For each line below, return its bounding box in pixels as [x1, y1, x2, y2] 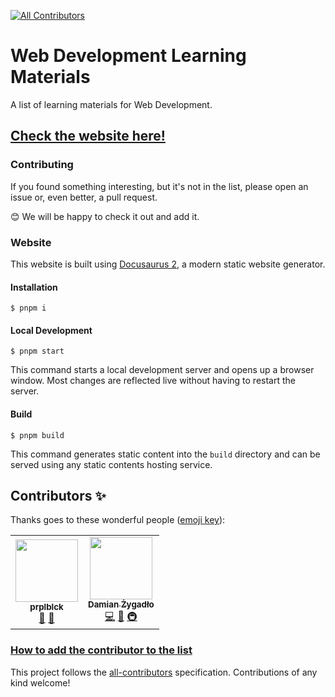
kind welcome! [10, 676, 71, 689]
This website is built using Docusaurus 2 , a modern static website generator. [10, 258, 326, 270]
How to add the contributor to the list [10, 643, 193, 657]
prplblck [29, 601, 64, 612]
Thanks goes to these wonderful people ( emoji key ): [10, 514, 226, 526]
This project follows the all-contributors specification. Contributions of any [10, 666, 318, 678]
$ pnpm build [10, 430, 65, 440]
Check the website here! [10, 128, 166, 145]
